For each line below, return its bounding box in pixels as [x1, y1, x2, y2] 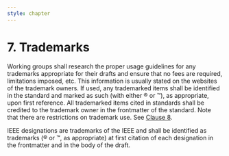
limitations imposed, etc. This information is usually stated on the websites [7, 77, 217, 85]
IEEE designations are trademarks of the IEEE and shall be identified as [7, 126, 207, 134]
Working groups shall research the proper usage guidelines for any [7, 62, 197, 70]
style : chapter [7, 10, 51, 17]
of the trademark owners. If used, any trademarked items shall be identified [7, 83, 221, 92]
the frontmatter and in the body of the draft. [7, 141, 131, 149]
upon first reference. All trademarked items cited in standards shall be [7, 99, 204, 107]
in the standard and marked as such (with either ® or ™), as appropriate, [7, 91, 209, 99]
